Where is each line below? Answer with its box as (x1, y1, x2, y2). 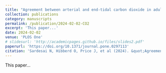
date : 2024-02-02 (5, 30, 41, 35)
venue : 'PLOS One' (5, 35, 43, 40)
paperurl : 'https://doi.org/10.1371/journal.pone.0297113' (5, 44, 129, 49)
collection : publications (5, 12, 58, 17)
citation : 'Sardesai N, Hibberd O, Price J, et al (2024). (5, 48, 129, 53)
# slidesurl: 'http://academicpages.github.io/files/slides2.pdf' (5, 39, 145, 44)
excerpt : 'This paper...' (5, 26, 58, 31)
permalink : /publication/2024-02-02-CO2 (5, 21, 90, 26)
